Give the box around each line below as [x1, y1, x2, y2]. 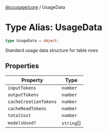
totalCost [8, 112, 31, 118]
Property [21, 76, 44, 83]
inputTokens [8, 85, 37, 90]
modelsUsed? [8, 120, 37, 125]
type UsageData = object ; [5, 38, 59, 43]
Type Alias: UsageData [5, 22, 102, 33]
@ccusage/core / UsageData [5, 4, 65, 10]
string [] [61, 119, 81, 126]
